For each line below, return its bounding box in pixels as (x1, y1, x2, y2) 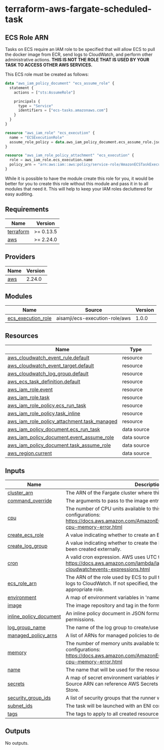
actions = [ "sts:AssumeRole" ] (14, 90, 76, 95)
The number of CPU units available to (65, 505, 151, 512)
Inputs (5, 466, 25, 475)
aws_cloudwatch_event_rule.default (7, 354, 89, 361)
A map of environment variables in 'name (65, 594, 160, 601)
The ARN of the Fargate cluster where (65, 489, 152, 496)
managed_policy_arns (7, 632, 58, 639)
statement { (9, 85, 34, 90)
